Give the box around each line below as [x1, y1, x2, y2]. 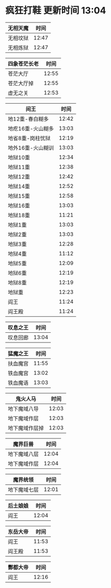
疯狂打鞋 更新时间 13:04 [5, 5, 106, 16]
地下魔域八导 [8, 405, 39, 412]
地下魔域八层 [8, 450, 39, 458]
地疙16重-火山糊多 [8, 125, 54, 132]
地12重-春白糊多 [8, 115, 49, 122]
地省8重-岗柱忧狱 [8, 135, 51, 142]
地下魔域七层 [8, 486, 39, 493]
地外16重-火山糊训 [8, 144, 54, 151]
